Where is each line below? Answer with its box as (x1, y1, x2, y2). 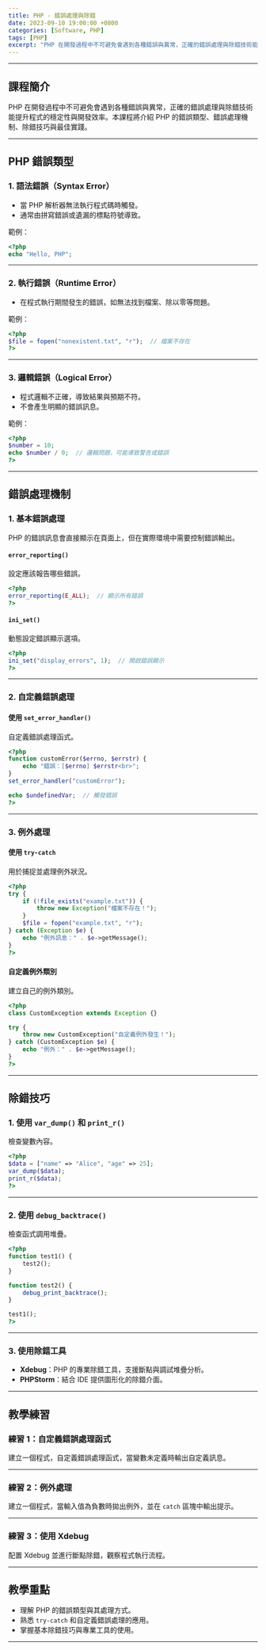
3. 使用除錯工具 (8, 1345, 67, 1356)
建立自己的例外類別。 (8, 985, 78, 995)
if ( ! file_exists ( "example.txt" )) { (22, 897, 144, 905)
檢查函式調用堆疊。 (8, 1229, 71, 1239)
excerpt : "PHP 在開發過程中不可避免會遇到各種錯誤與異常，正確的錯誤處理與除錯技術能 (8, 41, 259, 49)
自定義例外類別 (8, 967, 57, 977)
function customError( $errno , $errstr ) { (8, 755, 147, 763)
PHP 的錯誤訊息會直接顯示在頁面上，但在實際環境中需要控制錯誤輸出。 (8, 532, 240, 543)
